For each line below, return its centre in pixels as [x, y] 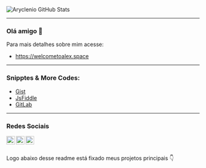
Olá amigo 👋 [25, 31]
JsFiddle [26, 97]
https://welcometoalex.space [52, 56]
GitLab [24, 104]
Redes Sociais [28, 126]
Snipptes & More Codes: [43, 78]
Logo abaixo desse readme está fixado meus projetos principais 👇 [90, 158]
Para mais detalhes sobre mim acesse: [55, 44]
